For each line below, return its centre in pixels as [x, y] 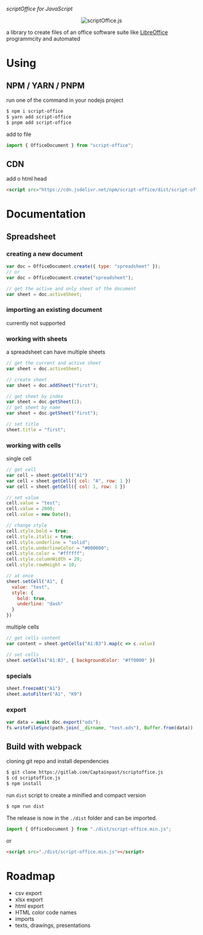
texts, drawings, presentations [53, 925]
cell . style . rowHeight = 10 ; [42, 565]
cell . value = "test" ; [34, 503]
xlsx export [29, 899]
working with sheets [37, 339]
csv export [28, 893]
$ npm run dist [25, 806]
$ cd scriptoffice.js [34, 778]
